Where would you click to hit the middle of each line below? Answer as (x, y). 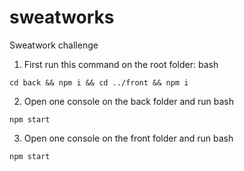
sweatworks (62, 17)
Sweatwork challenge (54, 45)
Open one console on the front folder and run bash (128, 138)
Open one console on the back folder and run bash (129, 101)
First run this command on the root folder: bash (121, 64)
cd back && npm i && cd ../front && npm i (99, 82)
